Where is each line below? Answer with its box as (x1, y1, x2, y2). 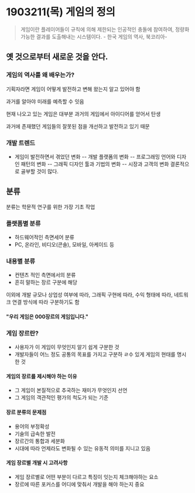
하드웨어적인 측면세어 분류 (14, 234, 75, 241)
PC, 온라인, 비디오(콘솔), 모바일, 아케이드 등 (14, 241, 115, 248)
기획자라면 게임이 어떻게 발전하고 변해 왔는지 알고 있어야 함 (6, 85, 141, 93)
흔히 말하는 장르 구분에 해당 (14, 279, 78, 286)
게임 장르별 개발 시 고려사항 (6, 459, 68, 466)
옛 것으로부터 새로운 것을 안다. (6, 52, 108, 62)
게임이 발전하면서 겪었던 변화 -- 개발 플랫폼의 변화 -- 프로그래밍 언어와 (14, 153, 176, 160)
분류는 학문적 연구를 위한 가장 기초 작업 (6, 203, 95, 210)
